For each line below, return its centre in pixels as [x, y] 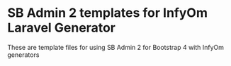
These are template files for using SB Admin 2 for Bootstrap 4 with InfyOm [116, 47]
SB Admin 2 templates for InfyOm [107, 13]
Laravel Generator [61, 28]
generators [23, 55]
